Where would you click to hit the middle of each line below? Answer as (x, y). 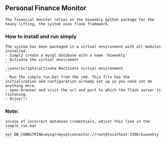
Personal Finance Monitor (46, 8)
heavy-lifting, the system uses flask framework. (58, 24)
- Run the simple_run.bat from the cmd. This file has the (68, 77)
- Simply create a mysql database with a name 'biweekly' (66, 56)
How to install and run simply (41, 36)
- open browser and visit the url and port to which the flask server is (83, 90)
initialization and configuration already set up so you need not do (79, 81)
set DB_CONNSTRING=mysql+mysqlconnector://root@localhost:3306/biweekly (82, 135)
